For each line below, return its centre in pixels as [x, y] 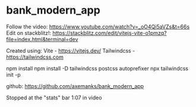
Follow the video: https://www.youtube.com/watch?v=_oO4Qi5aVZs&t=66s [98, 27]
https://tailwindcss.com [35, 57]
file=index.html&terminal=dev [42, 39]
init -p [13, 74]
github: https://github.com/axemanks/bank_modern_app [75, 86]
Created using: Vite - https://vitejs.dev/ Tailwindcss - [71, 50]
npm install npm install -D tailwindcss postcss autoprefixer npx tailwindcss [97, 68]
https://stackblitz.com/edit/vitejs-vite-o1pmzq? [110, 33]
